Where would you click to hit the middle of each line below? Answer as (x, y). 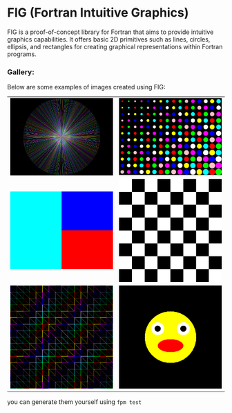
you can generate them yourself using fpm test (75, 402)
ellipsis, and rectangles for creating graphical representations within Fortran (115, 46)
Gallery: (21, 72)
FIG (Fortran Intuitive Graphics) (98, 13)
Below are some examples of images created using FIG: (86, 87)
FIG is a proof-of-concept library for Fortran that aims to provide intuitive (110, 32)
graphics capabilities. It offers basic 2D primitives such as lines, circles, (109, 39)
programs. (22, 54)
